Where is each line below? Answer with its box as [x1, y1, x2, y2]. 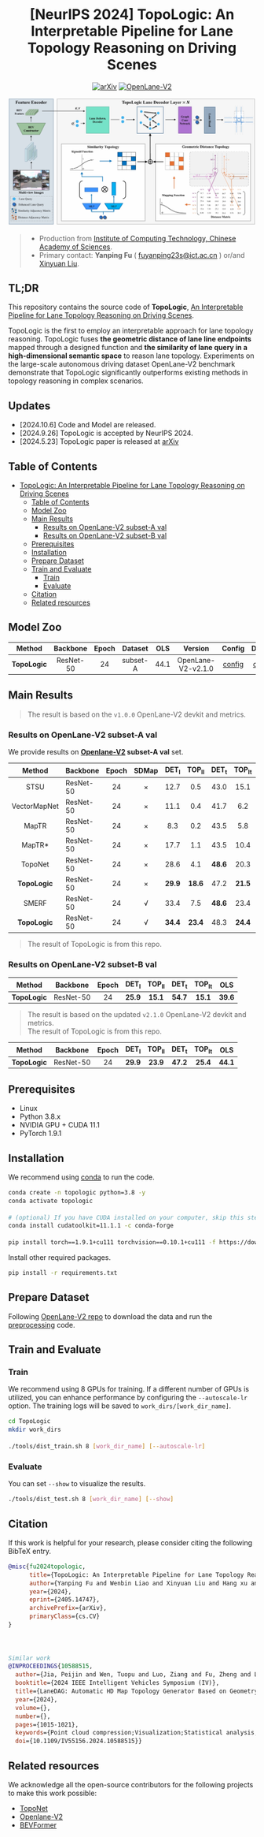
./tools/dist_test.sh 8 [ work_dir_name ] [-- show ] [8, 1496, 174, 1504]
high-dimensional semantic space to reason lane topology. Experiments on [8, 351, 255, 360]
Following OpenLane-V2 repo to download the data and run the [8, 1311, 213, 1321]
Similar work [8, 1654, 51, 1662]
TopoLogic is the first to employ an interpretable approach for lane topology [8, 326, 254, 336]
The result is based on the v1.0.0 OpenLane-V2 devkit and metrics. [27, 710, 246, 719]
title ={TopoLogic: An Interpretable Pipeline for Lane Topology [28, 1571, 244, 1578]
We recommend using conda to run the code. [8, 1172, 155, 1182]
